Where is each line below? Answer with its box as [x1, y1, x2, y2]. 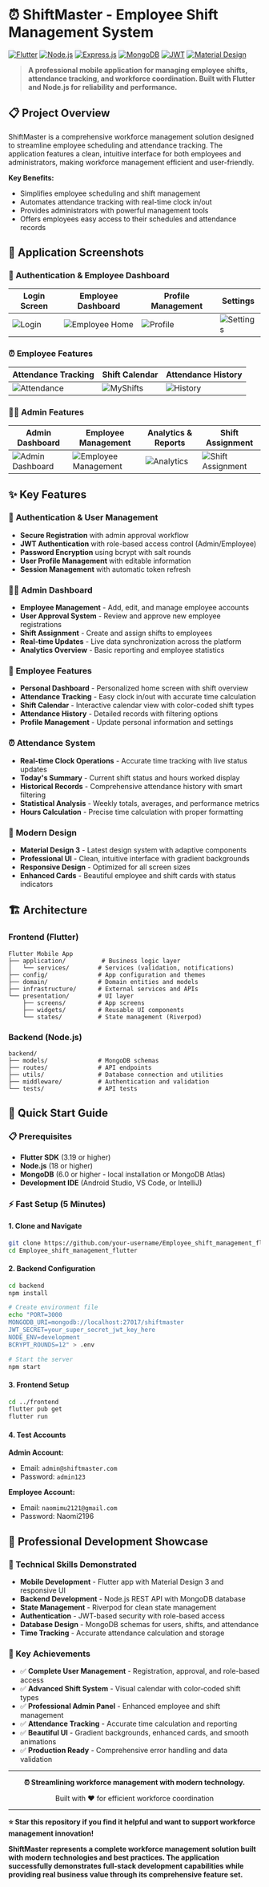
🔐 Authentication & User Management [8, 512, 159, 523]
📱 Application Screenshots [8, 246, 144, 260]
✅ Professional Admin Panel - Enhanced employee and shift [19, 1702, 221, 1711]
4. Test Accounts [8, 1430, 66, 1440]
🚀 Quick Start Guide [8, 1107, 108, 1120]
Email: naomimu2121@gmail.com [19, 1503, 118, 1512]
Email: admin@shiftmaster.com [19, 1464, 118, 1473]
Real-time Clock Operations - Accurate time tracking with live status [19, 755, 248, 765]
